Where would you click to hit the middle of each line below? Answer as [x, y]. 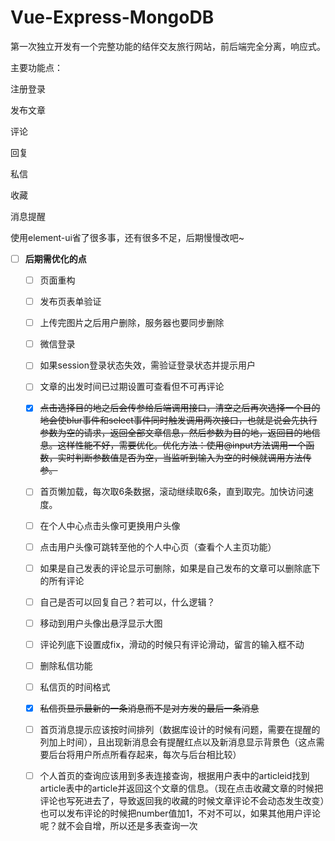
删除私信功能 [66, 665]
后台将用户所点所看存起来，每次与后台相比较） [145, 755]
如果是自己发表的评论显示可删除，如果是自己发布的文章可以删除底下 [180, 568]
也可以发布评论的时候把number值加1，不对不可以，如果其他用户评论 [180, 813]
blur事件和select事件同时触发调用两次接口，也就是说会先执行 [192, 420]
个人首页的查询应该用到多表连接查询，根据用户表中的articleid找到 [174, 776]
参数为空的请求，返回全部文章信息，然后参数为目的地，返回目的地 [175, 433]
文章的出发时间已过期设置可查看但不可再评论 [132, 387]
